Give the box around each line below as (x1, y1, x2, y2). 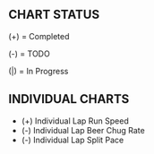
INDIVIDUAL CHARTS (8, 91, 130, 107)
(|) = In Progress (8, 65, 69, 76)
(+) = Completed (8, 30, 70, 41)
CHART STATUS (8, 7, 100, 22)
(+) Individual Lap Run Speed (21, 115, 129, 126)
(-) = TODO (8, 48, 50, 59)
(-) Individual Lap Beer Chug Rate (21, 124, 145, 135)
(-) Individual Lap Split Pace (21, 134, 124, 145)
